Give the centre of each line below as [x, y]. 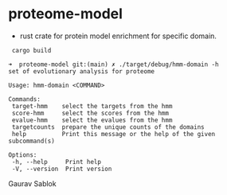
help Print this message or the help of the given [113, 134]
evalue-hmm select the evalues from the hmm [92, 120]
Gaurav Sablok [33, 183]
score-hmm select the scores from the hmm [90, 113]
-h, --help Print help [57, 162]
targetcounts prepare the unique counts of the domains [108, 127]
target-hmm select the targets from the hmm [92, 106]
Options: [23, 155]
